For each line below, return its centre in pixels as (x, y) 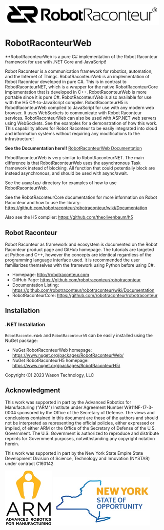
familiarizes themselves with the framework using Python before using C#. (80, 265)
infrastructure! (20, 139)
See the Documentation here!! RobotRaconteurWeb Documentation (73, 148)
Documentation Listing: (35, 285)
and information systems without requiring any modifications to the (72, 134)
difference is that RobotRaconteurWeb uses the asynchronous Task (73, 163)
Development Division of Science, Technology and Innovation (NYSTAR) (78, 458)
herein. (12, 444)
